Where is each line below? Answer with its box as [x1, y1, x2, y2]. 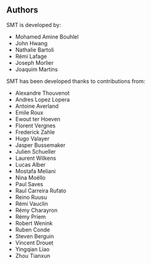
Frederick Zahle [15, 128, 55, 135]
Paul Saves [15, 180, 43, 187]
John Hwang [15, 39, 48, 47]
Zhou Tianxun [15, 252, 51, 259]
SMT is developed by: [6, 21, 61, 28]
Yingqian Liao [15, 245, 50, 253]
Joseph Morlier [15, 59, 54, 66]
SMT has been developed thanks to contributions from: [6, 77, 145, 85]
